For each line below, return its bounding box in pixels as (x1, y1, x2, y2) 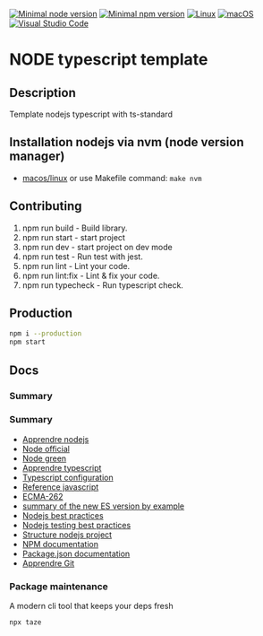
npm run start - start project (21, 231, 125, 242)
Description (9, 85, 76, 100)
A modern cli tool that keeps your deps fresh (9, 601, 174, 612)
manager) (9, 149, 65, 164)
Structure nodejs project (21, 529, 113, 540)
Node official (21, 443, 70, 454)
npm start (9, 337, 47, 347)
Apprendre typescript (21, 462, 102, 473)
